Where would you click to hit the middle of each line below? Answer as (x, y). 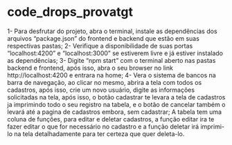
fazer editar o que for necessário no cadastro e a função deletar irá (103, 126)
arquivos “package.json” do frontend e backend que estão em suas (103, 38)
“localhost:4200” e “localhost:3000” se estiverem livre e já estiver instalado (115, 53)
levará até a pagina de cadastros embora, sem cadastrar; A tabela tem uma (115, 112)
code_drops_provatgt (70, 12)
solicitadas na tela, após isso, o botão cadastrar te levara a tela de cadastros (116, 97)
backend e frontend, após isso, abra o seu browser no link (90, 68)
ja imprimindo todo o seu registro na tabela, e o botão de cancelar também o (116, 104)
